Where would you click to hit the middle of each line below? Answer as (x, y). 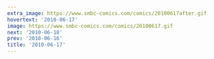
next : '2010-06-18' (35, 32)
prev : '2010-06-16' (35, 39)
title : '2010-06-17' (37, 45)
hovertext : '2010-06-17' (43, 20)
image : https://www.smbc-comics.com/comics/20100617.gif (90, 26)
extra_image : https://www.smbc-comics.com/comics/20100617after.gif (107, 13)
